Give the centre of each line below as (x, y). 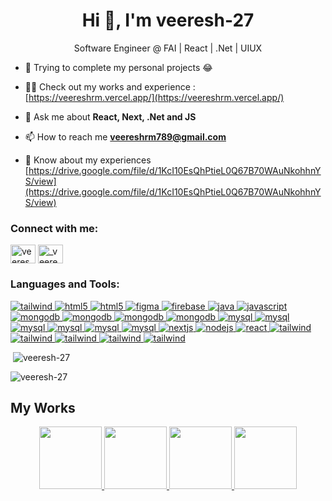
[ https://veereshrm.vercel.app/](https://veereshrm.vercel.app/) (154, 97)
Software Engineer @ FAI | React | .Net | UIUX (168, 48)
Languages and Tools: (65, 284)
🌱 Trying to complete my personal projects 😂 (118, 67)
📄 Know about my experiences (88, 160)
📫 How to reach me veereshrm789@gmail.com (125, 136)
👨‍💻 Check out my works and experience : (110, 86)
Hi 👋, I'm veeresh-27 (168, 20)
